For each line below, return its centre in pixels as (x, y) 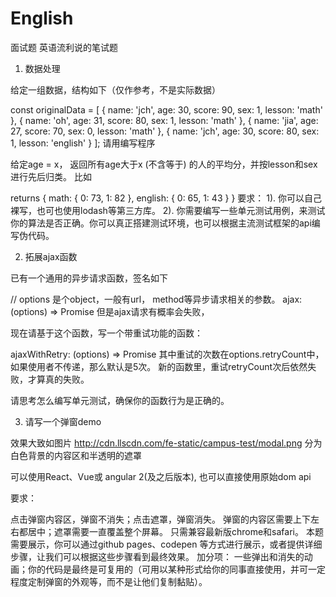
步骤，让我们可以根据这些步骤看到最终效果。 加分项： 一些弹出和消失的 (157, 556)
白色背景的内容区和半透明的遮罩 (76, 455)
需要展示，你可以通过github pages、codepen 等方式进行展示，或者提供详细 (166, 544)
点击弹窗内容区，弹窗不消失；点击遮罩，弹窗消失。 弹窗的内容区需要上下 (160, 519)
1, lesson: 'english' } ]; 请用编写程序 (83, 143)
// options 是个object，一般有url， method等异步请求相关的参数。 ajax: (156, 299)
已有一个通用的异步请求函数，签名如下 (89, 278)
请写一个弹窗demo (63, 421)
